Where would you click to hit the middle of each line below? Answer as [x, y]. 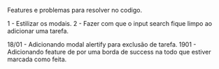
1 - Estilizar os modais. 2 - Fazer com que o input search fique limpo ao [109, 23]
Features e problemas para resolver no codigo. [75, 10]
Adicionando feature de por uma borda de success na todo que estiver [109, 52]
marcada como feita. [37, 59]
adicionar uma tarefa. [38, 31]
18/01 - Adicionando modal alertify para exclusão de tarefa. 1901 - [102, 44]
